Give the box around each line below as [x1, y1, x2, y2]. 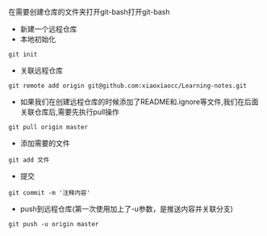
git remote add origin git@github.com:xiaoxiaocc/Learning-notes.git [8, 82, 248, 90]
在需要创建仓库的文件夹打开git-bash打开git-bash [8, 7, 170, 16]
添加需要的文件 [19, 138, 70, 148]
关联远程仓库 [19, 65, 63, 75]
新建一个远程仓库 [19, 24, 77, 34]
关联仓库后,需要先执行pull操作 [19, 107, 119, 116]
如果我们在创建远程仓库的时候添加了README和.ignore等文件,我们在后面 [19, 97, 259, 107]
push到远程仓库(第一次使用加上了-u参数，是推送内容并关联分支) [19, 204, 234, 213]
